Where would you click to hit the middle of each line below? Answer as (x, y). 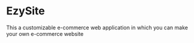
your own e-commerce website (45, 33)
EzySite (26, 11)
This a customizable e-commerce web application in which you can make (97, 27)
